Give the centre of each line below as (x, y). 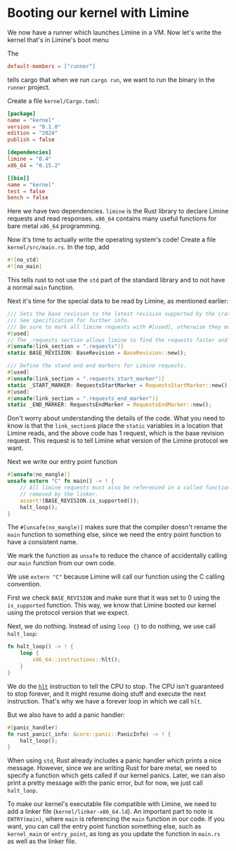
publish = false (31, 140)
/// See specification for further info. (69, 320)
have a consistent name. (43, 542)
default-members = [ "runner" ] (52, 66)
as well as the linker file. (42, 841)
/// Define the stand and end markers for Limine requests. (97, 366)
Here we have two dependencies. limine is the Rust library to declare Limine (118, 211)
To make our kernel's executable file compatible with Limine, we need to (112, 804)
